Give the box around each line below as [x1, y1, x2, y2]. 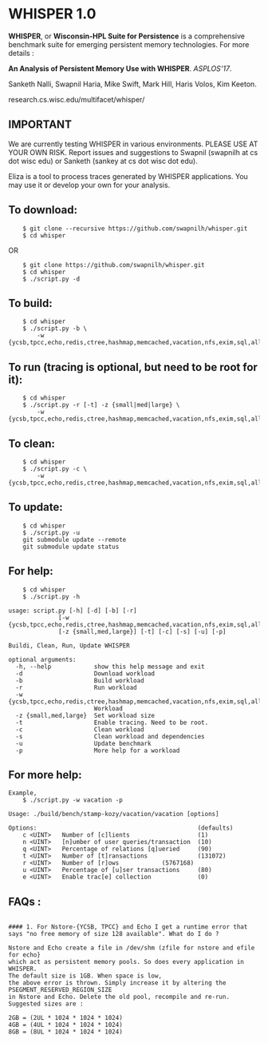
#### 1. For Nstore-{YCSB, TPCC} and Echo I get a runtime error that [8, 923, 248, 931]
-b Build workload [15, 676, 145, 684]
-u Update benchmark [15, 739, 152, 747]
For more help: [8, 768, 82, 782]
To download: [8, 203, 78, 217]
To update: [8, 500, 63, 514]
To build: [8, 297, 53, 310]
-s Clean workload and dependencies [15, 732, 205, 740]
